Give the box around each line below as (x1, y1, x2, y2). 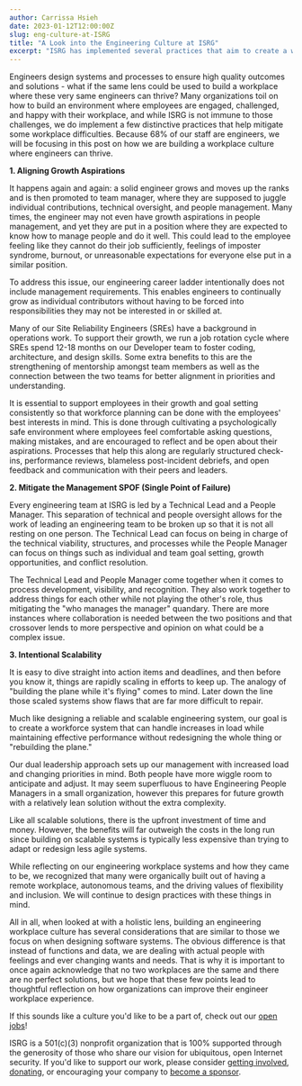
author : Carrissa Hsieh (9, 13, 99, 23)
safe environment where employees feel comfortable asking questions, (9, 427, 272, 438)
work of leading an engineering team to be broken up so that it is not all (9, 519, 274, 529)
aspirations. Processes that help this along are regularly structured (9, 446, 256, 457)
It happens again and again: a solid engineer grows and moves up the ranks (9, 183, 289, 194)
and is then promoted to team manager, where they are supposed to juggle (9, 193, 287, 204)
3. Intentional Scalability (9, 649, 102, 660)
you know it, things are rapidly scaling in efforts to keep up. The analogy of (9, 676, 287, 687)
